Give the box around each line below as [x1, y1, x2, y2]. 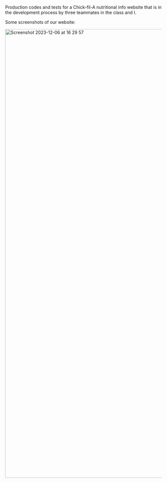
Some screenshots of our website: [5, 19, 76, 25]
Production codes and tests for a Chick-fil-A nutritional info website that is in [5, 4, 162, 10]
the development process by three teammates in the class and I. [5, 9, 137, 15]
